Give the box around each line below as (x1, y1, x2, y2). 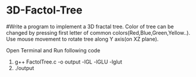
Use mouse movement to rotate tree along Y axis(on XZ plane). (6, 35, 159, 42)
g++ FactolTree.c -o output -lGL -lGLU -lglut (14, 58, 122, 65)
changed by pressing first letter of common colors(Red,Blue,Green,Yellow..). (6, 29, 190, 36)
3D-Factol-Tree (6, 4, 82, 17)
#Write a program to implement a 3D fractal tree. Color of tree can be (6, 23, 174, 30)
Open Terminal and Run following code (6, 46, 101, 53)
